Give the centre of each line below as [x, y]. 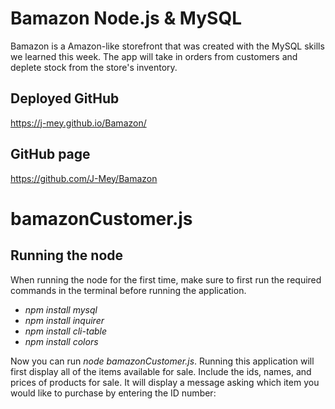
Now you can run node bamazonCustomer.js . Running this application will [162, 361]
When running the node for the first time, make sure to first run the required [166, 279]
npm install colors [61, 341]
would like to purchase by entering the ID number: [113, 393]
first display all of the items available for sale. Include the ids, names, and [161, 371]
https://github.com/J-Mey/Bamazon [84, 178]
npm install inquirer [64, 320]
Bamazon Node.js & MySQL [126, 18]
